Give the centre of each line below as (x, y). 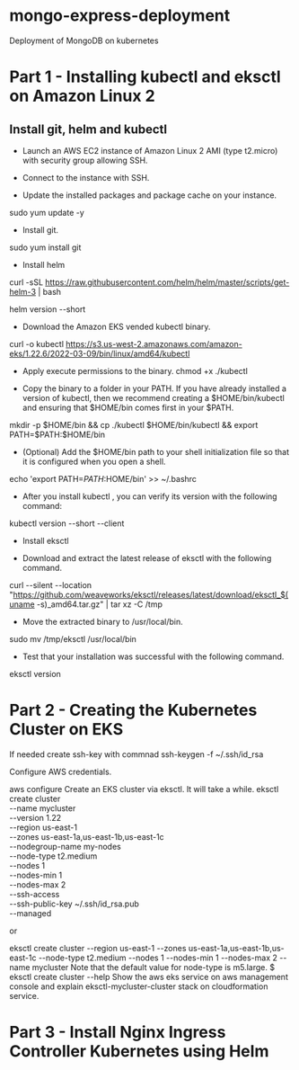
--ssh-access (35, 894)
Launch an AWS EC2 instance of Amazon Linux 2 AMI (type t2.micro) (150, 150)
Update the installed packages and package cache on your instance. (149, 195)
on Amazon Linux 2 (82, 96)
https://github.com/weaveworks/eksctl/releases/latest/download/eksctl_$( (151, 594)
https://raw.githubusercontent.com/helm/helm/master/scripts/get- (167, 282)
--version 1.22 (35, 817)
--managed (31, 913)
